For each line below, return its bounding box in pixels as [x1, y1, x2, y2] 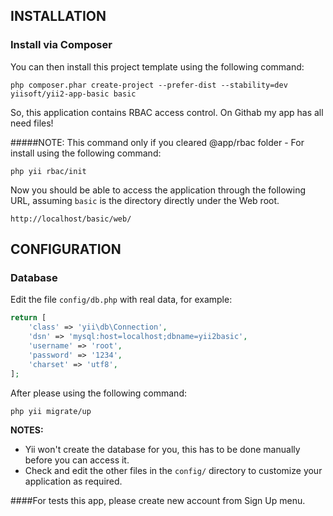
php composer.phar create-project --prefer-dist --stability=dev [10, 80, 288, 90]
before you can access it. [24, 454, 130, 466]
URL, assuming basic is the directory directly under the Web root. [10, 194, 280, 206]
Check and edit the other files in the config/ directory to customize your [24, 464, 323, 476]
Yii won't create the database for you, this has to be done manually [24, 443, 301, 455]
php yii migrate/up [10, 406, 92, 416]
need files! [10, 117, 54, 129]
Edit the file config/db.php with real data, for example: [10, 294, 233, 306]
